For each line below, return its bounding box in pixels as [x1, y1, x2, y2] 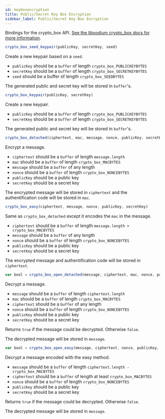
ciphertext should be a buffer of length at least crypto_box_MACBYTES [12, 373, 152, 379]
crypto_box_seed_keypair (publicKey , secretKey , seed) [5, 45, 118, 50]
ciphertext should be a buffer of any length [12, 301, 102, 307]
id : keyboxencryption [5, 7, 50, 12]
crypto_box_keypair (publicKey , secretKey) [5, 93, 93, 97]
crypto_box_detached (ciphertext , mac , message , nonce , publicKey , [5, 135, 144, 140]
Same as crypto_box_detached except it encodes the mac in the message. [5, 213, 152, 219]
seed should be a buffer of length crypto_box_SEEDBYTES [12, 73, 124, 79]
